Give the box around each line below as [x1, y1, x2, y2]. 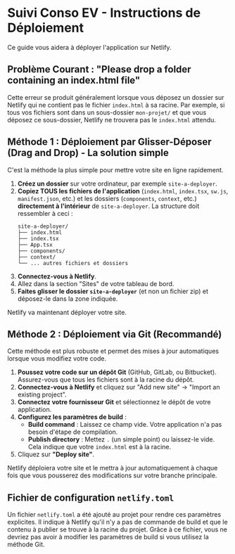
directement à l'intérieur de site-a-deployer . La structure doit [17, 202, 200, 210]
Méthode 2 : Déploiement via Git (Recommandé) [7, 328, 222, 340]
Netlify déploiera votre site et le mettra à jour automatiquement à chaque [7, 464, 218, 472]
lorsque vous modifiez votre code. [7, 354, 107, 363]
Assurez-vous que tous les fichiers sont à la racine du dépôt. [17, 375, 195, 384]
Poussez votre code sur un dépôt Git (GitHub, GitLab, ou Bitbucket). [17, 368, 217, 377]
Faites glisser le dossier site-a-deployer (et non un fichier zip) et [17, 287, 209, 295]
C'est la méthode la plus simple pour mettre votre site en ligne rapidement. [7, 165, 224, 174]
